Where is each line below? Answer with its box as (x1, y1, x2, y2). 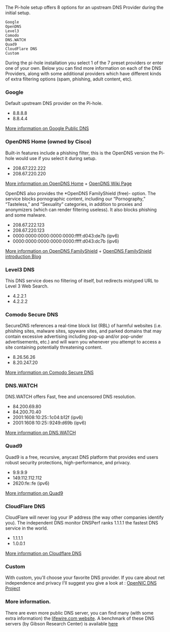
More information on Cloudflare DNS (5, 550, 82, 557)
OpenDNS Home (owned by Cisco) (5, 138, 92, 145)
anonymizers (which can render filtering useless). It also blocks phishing (5, 206, 157, 213)
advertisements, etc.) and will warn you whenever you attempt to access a (5, 339, 161, 345)
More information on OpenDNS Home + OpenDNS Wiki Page (5, 180, 132, 187)
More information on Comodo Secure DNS (5, 370, 94, 376)
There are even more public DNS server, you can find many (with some (5, 610, 154, 616)
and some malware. (5, 212, 47, 218)
